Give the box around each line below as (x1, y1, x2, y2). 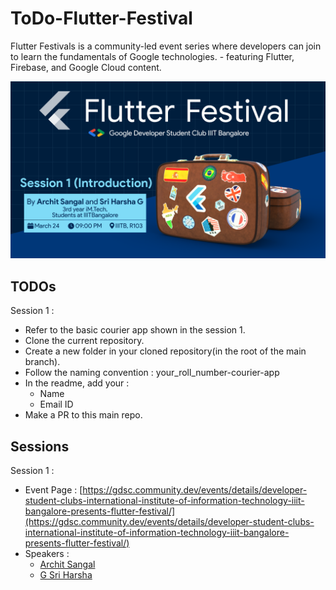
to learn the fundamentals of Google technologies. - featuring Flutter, (10, 50, 295, 62)
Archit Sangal (39, 558, 96, 571)
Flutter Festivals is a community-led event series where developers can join (10, 40, 322, 52)
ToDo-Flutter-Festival (10, 7, 193, 30)
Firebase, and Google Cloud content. (10, 61, 162, 73)
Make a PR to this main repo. (24, 409, 143, 421)
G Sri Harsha (39, 569, 93, 581)
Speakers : (24, 548, 70, 560)
